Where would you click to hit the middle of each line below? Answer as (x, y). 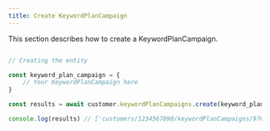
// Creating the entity (48, 60)
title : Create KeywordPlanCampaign (68, 16)
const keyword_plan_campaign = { (64, 75)
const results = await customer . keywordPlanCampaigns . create (113, 104)
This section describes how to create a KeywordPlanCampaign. (113, 39)
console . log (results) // (50, 119)
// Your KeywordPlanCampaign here (80, 82)
